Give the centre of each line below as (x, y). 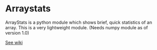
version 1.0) (17, 33)
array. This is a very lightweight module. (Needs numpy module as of (77, 27)
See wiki (14, 42)
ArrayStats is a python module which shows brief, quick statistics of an (79, 22)
